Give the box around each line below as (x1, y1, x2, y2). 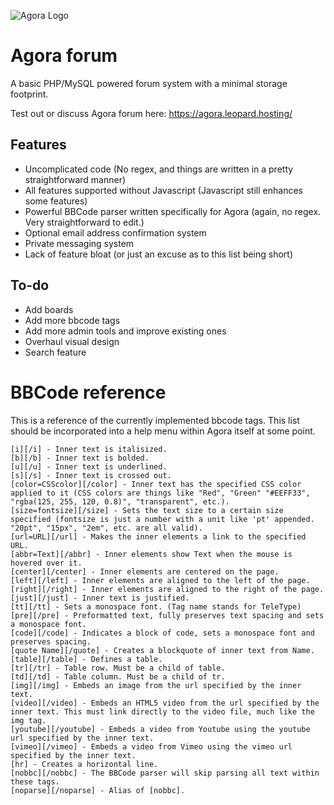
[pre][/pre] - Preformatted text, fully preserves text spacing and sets (10, 610, 325, 620)
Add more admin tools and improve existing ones (24, 325, 227, 337)
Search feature (24, 346, 87, 358)
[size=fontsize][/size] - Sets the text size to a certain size (10, 505, 284, 515)
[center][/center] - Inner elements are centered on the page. (10, 566, 280, 577)
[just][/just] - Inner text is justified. (10, 593, 190, 603)
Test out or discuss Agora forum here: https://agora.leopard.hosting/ (10, 107, 293, 119)
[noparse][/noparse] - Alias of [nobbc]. (10, 785, 186, 795)
